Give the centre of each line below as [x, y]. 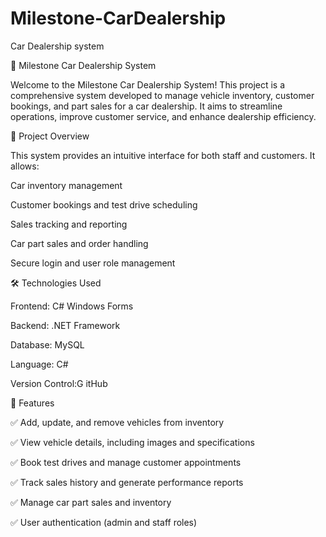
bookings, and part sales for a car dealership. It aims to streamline [146, 106]
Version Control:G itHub [59, 383]
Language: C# [39, 364]
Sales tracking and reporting [69, 224]
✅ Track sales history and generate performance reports [127, 482]
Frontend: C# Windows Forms [72, 306]
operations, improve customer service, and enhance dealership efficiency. [163, 116]
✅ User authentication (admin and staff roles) [104, 522]
